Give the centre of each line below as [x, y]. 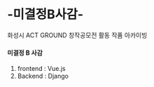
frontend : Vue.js [41, 69]
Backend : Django [43, 76]
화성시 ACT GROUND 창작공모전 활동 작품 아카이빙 [77, 35]
